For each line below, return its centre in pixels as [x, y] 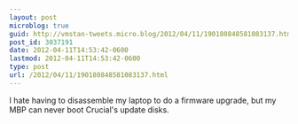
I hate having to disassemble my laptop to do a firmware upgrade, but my [143, 100]
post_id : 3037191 [41, 42]
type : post [29, 67]
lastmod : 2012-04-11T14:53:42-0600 [75, 58]
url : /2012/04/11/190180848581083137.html [89, 75]
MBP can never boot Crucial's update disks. [90, 109]
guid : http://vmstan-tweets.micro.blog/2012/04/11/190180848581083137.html [152, 34]
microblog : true [39, 26]
